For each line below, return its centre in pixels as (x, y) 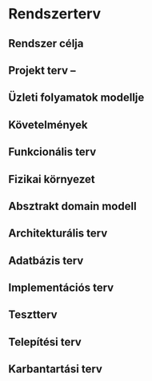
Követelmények (48, 125)
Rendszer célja (46, 44)
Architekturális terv (58, 234)
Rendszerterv (55, 14)
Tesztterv (33, 315)
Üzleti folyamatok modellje (76, 98)
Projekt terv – (42, 70)
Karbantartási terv (55, 369)
